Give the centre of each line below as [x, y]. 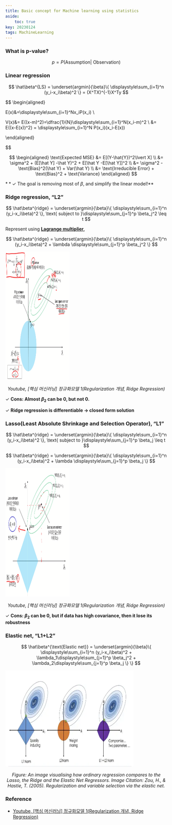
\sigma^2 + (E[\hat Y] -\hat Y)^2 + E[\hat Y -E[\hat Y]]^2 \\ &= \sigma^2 [84, 163]
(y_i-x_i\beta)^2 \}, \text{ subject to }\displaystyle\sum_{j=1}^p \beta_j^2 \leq [86, 214]
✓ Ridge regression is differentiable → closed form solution [70, 410]
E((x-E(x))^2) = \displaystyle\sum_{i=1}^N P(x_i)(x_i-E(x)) [65, 127]
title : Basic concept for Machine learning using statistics [72, 11]
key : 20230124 [21, 27]
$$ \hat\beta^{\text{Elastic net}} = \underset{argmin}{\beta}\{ [86, 647]
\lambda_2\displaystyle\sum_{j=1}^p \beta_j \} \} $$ [86, 663]
